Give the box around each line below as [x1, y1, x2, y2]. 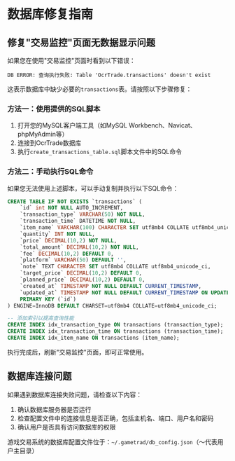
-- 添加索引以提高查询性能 [7, 315, 75, 322]
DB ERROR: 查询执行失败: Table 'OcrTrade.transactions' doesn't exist [7, 71, 211, 78]
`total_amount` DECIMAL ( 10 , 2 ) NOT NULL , [20, 243, 139, 251]
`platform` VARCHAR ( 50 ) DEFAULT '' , [20, 256, 127, 263]
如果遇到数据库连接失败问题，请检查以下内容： [7, 390, 142, 399]
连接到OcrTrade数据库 [17, 139, 82, 147]
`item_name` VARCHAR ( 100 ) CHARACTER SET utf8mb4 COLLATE [20, 224, 190, 231]
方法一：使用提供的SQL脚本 [7, 104, 101, 113]
